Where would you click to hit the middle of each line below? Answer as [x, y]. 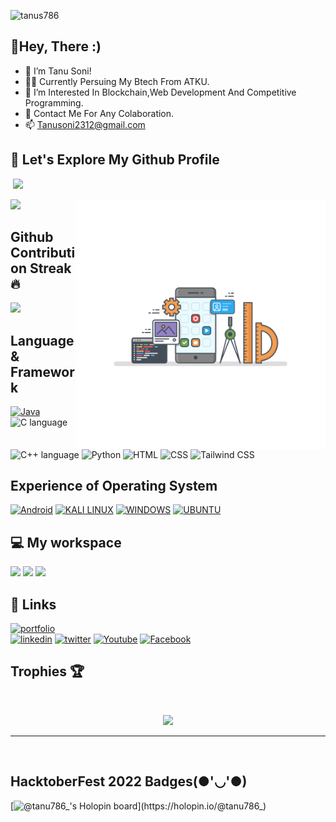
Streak [50, 268]
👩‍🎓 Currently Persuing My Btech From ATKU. [117, 81]
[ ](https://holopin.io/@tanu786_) [138, 806]
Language [42, 340]
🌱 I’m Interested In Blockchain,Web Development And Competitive [160, 92]
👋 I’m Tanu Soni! [58, 71]
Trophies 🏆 [47, 671]
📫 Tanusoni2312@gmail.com [85, 124]
